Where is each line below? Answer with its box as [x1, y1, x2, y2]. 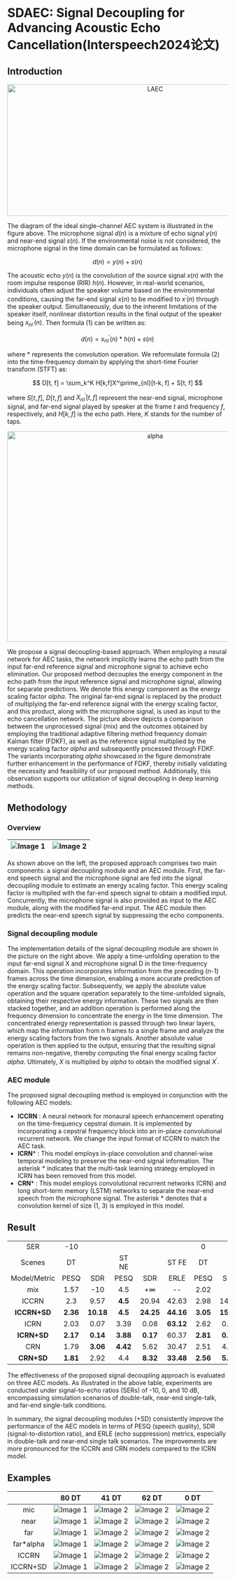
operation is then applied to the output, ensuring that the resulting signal [7, 1041, 215, 1050]
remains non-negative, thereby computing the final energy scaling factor [7, 1049, 217, 1057]
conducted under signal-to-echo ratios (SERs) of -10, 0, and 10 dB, [7, 1386, 199, 1394]
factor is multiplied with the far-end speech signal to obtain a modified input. [7, 888, 228, 897]
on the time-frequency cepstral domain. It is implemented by [17, 1119, 192, 1128]
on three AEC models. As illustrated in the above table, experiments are [7, 1378, 213, 1387]
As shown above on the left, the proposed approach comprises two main [7, 858, 217, 867]
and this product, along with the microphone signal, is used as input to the [7, 707, 221, 716]
